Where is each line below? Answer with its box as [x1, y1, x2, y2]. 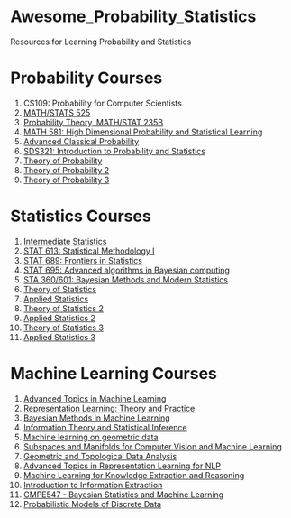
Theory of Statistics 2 [23, 302, 105, 313]
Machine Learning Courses [10, 364, 217, 384]
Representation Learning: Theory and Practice [23, 402, 196, 413]
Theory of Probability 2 [23, 164, 110, 175]
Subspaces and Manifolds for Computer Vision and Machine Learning [23, 440, 282, 452]
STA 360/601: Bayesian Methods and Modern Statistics [23, 273, 229, 285]
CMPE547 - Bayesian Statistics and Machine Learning [23, 489, 224, 500]
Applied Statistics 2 [23, 312, 95, 323]
